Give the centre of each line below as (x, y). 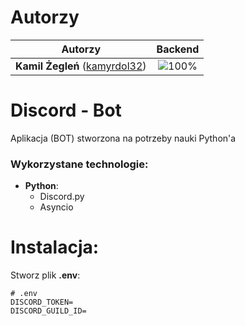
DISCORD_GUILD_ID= (48, 311)
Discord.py (62, 197)
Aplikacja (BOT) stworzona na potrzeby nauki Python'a (123, 138)
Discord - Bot (66, 110)
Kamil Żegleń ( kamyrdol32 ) (81, 66)
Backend (178, 49)
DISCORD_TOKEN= (42, 302)
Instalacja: (55, 247)
